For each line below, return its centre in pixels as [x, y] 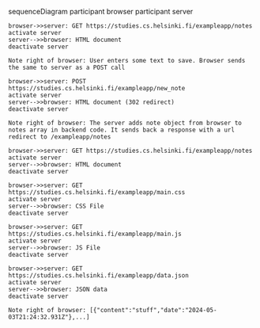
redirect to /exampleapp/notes [60, 137]
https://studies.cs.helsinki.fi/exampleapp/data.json [99, 276]
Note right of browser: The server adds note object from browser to [125, 123]
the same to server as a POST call [67, 67]
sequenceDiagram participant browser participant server [101, 11]
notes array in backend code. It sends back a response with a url [122, 130]
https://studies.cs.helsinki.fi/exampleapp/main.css [97, 193]
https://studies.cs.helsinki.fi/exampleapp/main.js [95, 234]
